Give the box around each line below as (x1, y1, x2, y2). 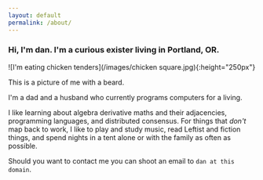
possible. (8, 141, 38, 150)
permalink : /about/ (8, 19, 72, 27)
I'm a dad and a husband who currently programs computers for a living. (8, 92, 243, 102)
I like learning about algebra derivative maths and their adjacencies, (8, 107, 228, 117)
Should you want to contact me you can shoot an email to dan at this (8, 156, 235, 165)
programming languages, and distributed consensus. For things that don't (8, 116, 247, 125)
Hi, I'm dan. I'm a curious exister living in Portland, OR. (8, 45, 220, 56)
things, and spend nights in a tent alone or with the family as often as (8, 132, 232, 142)
